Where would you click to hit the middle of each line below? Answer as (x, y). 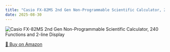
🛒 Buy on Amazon (24, 44)
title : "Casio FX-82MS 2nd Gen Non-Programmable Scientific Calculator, (83, 10)
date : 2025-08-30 (24, 15)
